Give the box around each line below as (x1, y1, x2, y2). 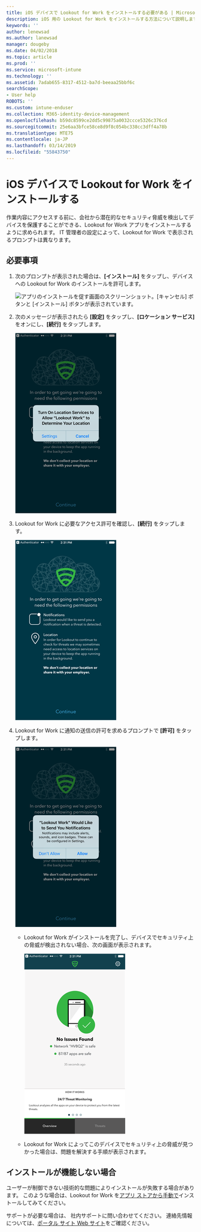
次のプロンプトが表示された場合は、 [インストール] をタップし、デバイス (14, 272, 193, 279)
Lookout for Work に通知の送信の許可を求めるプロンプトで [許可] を (14, 727, 182, 734)
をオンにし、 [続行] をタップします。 (14, 320, 104, 327)
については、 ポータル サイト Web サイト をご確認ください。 (6, 1219, 153, 1227)
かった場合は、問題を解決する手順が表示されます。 (23, 1148, 150, 1155)
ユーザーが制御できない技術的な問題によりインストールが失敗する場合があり (6, 1184, 195, 1192)
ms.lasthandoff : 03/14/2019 (6, 143, 77, 149)
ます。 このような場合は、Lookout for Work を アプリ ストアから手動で (6, 1192, 179, 1199)
